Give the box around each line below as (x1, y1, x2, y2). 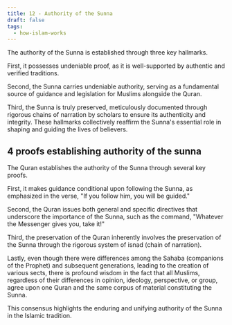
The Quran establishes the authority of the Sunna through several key (7, 164, 206, 172)
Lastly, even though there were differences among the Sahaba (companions (7, 254, 224, 263)
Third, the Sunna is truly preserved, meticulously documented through (7, 103, 208, 111)
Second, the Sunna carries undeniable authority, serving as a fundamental (7, 82, 220, 91)
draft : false (7, 17, 45, 24)
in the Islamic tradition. (7, 312, 72, 320)
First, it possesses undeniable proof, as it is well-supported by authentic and (7, 62, 225, 70)
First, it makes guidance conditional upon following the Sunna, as (7, 185, 193, 193)
